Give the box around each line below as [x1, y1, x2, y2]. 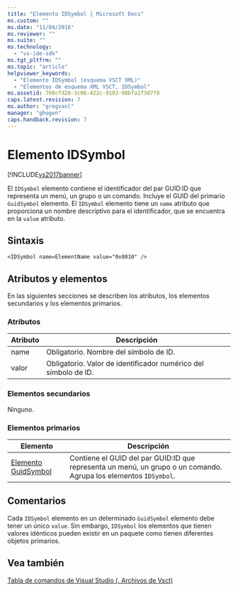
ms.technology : [7, 43, 52, 50]
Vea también [7, 557, 64, 569]
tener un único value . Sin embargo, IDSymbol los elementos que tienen [7, 521, 212, 530]
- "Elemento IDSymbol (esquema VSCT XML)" [13, 76, 141, 84]
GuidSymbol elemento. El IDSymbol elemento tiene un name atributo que [7, 199, 210, 207]
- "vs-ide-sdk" [13, 50, 59, 58]
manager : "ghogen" [7, 109, 62, 116]
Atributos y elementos [7, 273, 108, 285]
